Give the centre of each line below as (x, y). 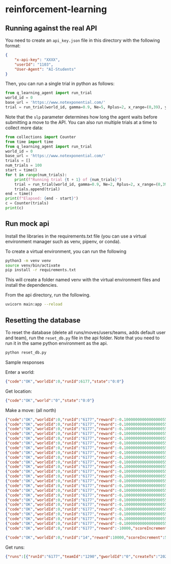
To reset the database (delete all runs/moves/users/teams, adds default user (85, 332)
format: (13, 46)
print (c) (15, 208)
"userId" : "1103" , (34, 65)
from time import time (29, 142)
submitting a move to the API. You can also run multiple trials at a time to (81, 122)
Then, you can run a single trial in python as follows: (60, 84)
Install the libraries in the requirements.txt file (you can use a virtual (76, 236)
